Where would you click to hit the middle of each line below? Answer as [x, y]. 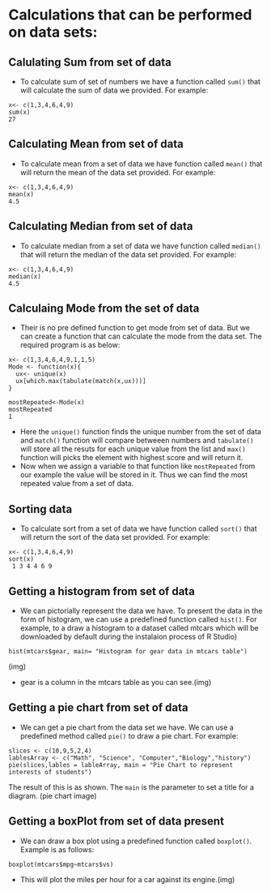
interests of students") [50, 772]
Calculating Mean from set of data [96, 144]
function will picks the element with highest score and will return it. [131, 458]
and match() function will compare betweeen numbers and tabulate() [137, 441]
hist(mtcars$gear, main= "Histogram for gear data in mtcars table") [128, 652]
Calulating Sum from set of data [90, 62]
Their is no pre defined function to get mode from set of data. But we [135, 328]
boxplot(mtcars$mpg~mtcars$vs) [61, 864]
